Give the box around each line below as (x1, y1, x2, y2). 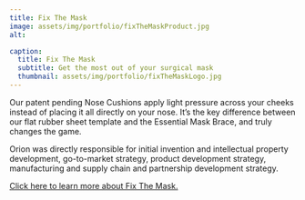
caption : (9, 46, 43, 55)
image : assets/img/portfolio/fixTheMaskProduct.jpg (9, 22, 209, 31)
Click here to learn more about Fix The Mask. (9, 180, 178, 191)
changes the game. (9, 125, 82, 136)
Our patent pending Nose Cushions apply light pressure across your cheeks (9, 96, 294, 107)
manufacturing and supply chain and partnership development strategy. (9, 163, 280, 174)
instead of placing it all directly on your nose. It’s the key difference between (9, 106, 296, 117)
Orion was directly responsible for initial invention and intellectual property (9, 143, 289, 155)
